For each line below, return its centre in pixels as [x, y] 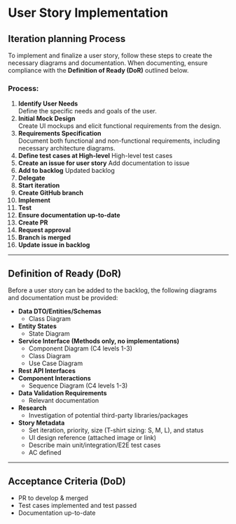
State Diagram [49, 334]
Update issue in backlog [54, 245]
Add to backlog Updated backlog [66, 171]
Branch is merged [44, 238]
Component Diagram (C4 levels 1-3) [80, 348]
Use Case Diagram [56, 363]
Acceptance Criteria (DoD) [67, 481]
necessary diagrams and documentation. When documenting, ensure [108, 63]
